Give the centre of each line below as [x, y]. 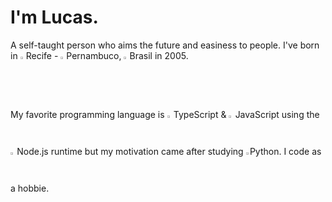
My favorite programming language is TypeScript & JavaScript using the [165, 115]
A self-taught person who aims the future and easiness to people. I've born [165, 45]
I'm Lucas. [54, 17]
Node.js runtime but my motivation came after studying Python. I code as [169, 151]
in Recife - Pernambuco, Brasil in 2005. [99, 55]
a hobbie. [30, 188]
